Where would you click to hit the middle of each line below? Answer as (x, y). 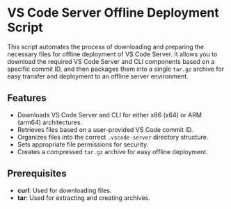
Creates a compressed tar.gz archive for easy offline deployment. (113, 151)
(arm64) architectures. (49, 122)
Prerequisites (37, 174)
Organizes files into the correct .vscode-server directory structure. (113, 137)
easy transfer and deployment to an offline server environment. (98, 76)
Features (27, 98)
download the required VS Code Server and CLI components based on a (111, 61)
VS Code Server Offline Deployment (113, 13)
